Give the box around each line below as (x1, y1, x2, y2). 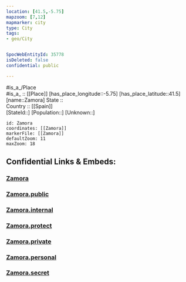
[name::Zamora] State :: (6, 96, 63, 103)
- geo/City (6, 36, 33, 42)
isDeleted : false (6, 57, 49, 63)
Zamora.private (6, 237, 52, 246)
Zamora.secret (6, 268, 50, 277)
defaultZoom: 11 (6, 136, 46, 142)
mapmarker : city (6, 19, 46, 25)
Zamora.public (6, 190, 49, 198)
